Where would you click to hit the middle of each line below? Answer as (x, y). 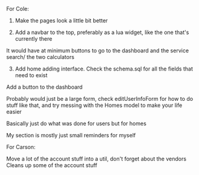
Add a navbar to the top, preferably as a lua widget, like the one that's (102, 32)
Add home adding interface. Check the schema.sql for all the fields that (104, 69)
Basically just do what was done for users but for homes (77, 123)
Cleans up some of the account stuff (52, 165)
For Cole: (18, 9)
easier (14, 112)
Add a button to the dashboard (44, 87)
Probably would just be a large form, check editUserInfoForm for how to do (100, 99)
